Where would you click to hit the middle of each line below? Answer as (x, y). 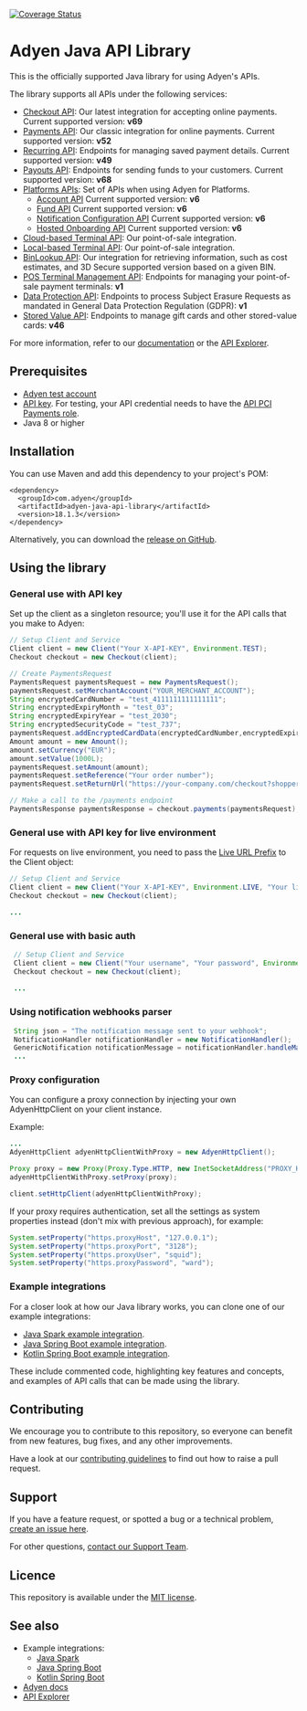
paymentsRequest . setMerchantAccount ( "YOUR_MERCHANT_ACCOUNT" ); (132, 691)
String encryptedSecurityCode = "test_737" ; (95, 725)
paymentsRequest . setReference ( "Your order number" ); (112, 776)
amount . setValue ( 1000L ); (57, 758)
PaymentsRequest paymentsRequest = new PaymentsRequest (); (124, 682)
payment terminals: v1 (82, 286)
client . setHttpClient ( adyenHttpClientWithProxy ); (106, 1193)
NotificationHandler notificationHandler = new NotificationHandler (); (153, 1040)
